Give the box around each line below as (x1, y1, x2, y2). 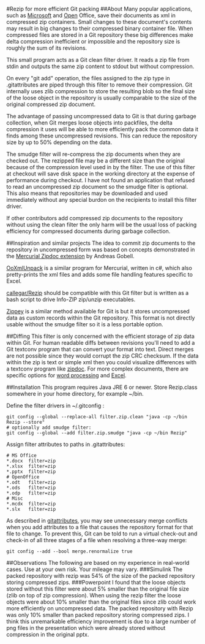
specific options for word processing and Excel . (6, 372, 127, 379)
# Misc (6, 496, 23, 502)
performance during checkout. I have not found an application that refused (6, 177, 195, 183)
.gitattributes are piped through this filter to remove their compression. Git (6, 81, 193, 88)
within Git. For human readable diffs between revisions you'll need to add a (6, 339, 195, 346)
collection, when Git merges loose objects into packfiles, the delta (6, 119, 173, 126)
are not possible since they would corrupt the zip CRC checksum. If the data (6, 352, 199, 359)
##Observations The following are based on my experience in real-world (6, 559, 190, 566)
